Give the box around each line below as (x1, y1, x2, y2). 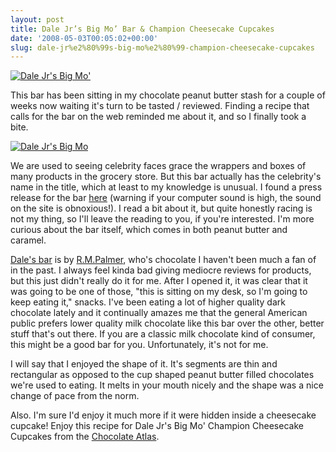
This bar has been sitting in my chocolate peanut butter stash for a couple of (10, 89, 326, 101)
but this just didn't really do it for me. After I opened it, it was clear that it (10, 275, 308, 287)
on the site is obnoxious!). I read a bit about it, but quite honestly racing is (10, 202, 313, 215)
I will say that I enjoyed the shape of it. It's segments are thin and (10, 358, 278, 370)
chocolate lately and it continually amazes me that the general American (10, 307, 308, 319)
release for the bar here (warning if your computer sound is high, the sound (10, 192, 322, 204)
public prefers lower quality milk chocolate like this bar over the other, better (10, 317, 325, 330)
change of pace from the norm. (10, 390, 140, 402)
